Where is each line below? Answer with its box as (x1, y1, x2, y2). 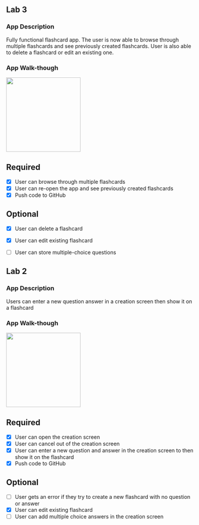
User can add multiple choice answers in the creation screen (14, 513, 164, 520)
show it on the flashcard (14, 453, 74, 460)
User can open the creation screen (14, 433, 100, 441)
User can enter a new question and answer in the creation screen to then (14, 447, 194, 454)
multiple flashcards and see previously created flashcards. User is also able (6, 42, 191, 49)
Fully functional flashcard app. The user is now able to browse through (6, 36, 179, 43)
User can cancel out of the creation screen (14, 440, 120, 447)
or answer (14, 499, 40, 507)
